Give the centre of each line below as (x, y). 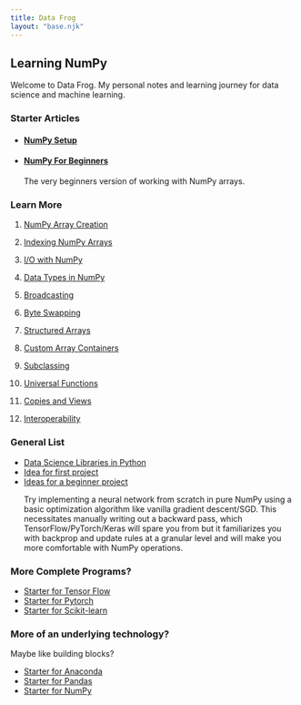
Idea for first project (61, 472)
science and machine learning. (68, 95)
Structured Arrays (57, 331)
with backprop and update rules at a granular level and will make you (152, 537)
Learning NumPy (59, 63)
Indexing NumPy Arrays (68, 242)
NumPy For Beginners (65, 161)
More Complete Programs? (71, 571)
